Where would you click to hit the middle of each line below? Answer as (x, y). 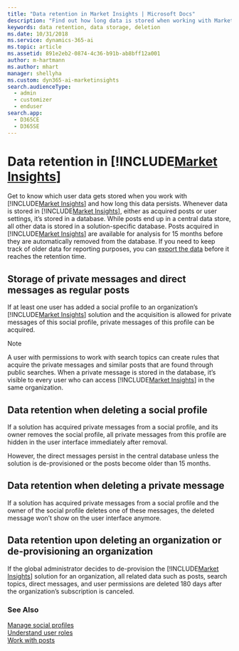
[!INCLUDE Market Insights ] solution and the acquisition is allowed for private (119, 315)
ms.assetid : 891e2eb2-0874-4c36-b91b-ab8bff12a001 (84, 54)
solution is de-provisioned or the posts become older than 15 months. (109, 463)
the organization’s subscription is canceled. (71, 591)
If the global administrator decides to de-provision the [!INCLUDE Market (113, 569)
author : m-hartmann (36, 60)
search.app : (25, 113)
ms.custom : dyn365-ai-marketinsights (63, 80)
